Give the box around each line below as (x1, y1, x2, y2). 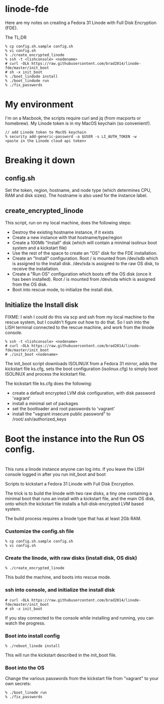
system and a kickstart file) (12, 244, 67, 251)
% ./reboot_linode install (5, 644, 60, 649)
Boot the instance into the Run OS (5, 433, 145, 444)
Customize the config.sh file (5, 528, 74, 535)
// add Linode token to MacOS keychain (5, 130, 87, 135)
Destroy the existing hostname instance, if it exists (12, 229, 114, 235)
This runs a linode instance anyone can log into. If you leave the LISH (5, 466, 144, 472)
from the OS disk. (12, 281, 48, 287)
